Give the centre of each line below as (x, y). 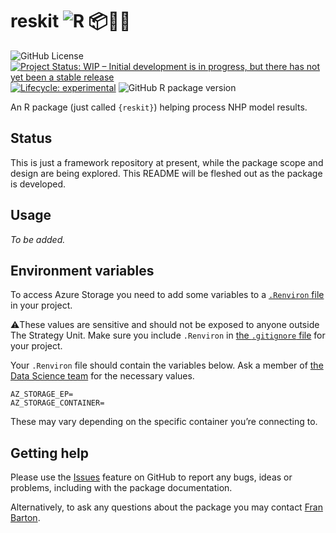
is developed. (38, 184)
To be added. (38, 239)
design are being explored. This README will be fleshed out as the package (166, 173)
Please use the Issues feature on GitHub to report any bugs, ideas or (151, 477)
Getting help (49, 453)
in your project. (41, 305)
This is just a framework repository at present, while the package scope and (167, 162)
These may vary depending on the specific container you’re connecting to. (164, 422)
